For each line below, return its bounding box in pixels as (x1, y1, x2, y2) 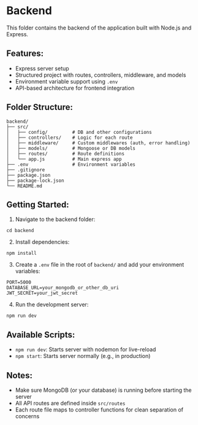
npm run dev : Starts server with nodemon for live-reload (15, 346, 156, 353)
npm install (6, 250, 37, 257)
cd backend (6, 228, 34, 234)
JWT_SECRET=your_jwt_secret (6, 290, 78, 297)
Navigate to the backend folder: (15, 216, 96, 223)
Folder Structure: (6, 102, 74, 112)
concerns (15, 413, 40, 419)
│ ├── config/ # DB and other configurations (6, 129, 152, 135)
